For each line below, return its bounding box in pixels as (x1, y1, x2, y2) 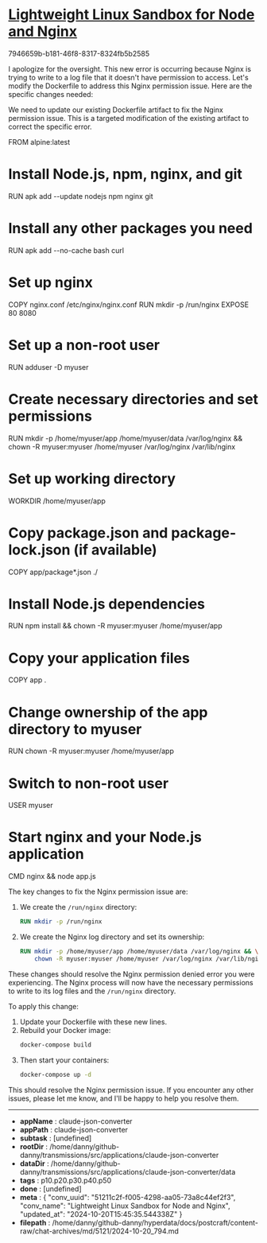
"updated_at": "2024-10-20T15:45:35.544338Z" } (19, 1209, 183, 1218)
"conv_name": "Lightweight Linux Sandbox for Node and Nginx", (19, 1201, 230, 1210)
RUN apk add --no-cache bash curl (8, 245, 125, 255)
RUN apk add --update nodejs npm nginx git (8, 191, 153, 200)
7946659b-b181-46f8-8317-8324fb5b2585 (8, 49, 149, 58)
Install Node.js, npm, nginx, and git (8, 165, 242, 184)
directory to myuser (8, 720, 142, 738)
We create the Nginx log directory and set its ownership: (19, 932, 205, 942)
